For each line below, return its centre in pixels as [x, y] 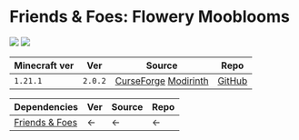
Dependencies [46, 106]
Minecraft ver [44, 65]
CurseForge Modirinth [162, 81]
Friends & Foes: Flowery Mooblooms [150, 17]
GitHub [233, 81]
